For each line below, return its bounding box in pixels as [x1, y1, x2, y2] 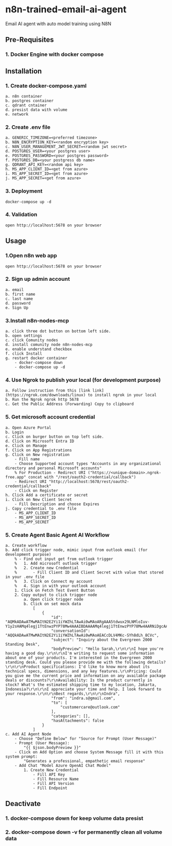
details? [147, 660, 166, 665]
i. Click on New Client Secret [5, 497, 72, 502]
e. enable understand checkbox [5, 347, 72, 352]
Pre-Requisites [5, 35, 54, 44]
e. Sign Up [5, 305, 29, 310]
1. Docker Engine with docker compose [5, 51, 104, 58]
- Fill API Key [32, 772, 66, 777]
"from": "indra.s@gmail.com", [51, 696, 116, 701]
